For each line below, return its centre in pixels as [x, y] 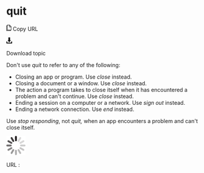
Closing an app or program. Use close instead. [73, 77]
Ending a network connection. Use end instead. [75, 109]
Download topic [26, 53]
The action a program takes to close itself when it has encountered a [101, 90]
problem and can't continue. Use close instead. [74, 96]
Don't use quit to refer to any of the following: [63, 65]
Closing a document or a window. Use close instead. [81, 83]
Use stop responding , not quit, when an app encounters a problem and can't [102, 121]
